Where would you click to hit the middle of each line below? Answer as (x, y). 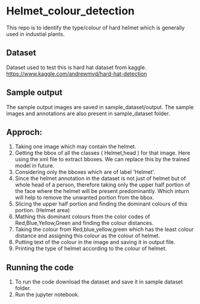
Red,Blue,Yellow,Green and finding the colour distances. (84, 223)
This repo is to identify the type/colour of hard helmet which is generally (95, 28)
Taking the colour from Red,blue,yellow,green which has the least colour (104, 230)
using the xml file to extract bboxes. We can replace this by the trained (102, 159)
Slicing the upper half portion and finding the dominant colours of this (101, 204)
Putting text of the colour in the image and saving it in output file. (95, 242)
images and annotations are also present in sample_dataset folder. (88, 113)
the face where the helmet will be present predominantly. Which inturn (102, 191)
